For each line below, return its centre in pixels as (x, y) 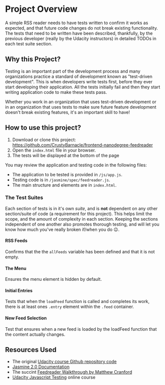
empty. (12, 257)
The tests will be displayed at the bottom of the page (66, 155)
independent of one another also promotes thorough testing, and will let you (82, 224)
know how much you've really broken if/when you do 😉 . (62, 229)
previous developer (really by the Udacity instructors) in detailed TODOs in (81, 38)
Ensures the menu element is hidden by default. (53, 279)
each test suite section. (29, 43)
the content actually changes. (35, 334)
